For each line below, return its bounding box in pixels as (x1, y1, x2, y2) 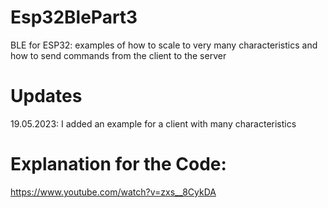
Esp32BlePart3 (10, 6, 138, 29)
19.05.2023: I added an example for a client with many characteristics (10, 117, 297, 130)
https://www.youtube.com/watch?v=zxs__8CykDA (10, 186, 217, 198)
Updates (10, 85, 83, 108)
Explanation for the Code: (10, 153, 227, 176)
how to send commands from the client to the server (10, 49, 227, 61)
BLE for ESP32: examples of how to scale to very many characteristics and (10, 39, 318, 51)
